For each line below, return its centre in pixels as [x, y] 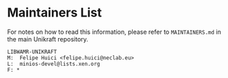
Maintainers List [55, 13]
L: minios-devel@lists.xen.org [54, 64]
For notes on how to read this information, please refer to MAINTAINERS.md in [114, 32]
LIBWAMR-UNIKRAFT [32, 52]
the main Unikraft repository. [48, 39]
